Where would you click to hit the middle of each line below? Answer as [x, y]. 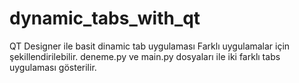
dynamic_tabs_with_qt [105, 18]
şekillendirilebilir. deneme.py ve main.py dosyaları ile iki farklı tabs [145, 56]
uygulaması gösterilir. [53, 67]
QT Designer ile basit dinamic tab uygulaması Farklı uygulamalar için [150, 46]
